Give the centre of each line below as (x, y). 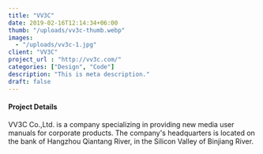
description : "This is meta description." (79, 74)
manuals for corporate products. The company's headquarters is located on (131, 133)
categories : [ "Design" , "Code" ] (61, 67)
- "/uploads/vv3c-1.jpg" (56, 45)
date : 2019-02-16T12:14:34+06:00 (63, 23)
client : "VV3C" (33, 52)
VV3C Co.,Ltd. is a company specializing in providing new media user (121, 124)
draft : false (30, 81)
